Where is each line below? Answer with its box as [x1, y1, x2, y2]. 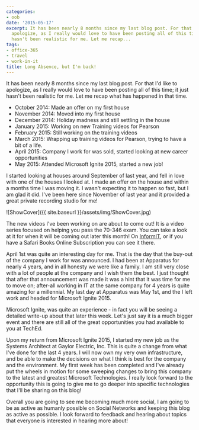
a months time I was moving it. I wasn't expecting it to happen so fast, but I [6, 185, 189, 192]
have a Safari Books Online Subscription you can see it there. [6, 239, 156, 246]
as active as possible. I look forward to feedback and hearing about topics [6, 411, 187, 418]
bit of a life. [14, 142, 43, 149]
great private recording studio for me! [6, 197, 98, 204]
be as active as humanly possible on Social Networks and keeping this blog [6, 405, 190, 412]
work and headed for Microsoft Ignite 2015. [6, 294, 111, 302]
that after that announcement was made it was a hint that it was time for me [6, 276, 191, 283]
